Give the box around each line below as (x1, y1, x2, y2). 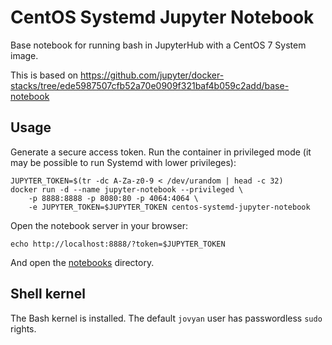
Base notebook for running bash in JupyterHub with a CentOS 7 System (10, 39, 307, 51)
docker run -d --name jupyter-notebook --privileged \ (10, 184, 244, 195)
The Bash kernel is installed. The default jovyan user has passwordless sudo (10, 312, 323, 324)
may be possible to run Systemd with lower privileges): (10, 156, 237, 168)
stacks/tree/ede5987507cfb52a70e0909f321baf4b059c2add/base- (10, 79, 290, 91)
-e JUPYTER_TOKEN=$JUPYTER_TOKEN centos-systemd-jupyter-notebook (28, 202, 311, 212)
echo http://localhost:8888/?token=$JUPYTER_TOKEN (10, 239, 226, 249)
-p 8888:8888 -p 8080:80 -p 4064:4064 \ (28, 193, 199, 203)
